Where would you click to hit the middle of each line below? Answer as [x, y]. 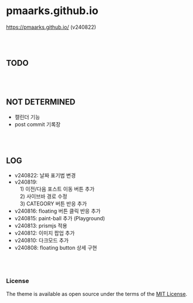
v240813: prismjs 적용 [41, 226]
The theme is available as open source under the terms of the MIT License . [97, 294]
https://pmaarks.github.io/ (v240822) [51, 27]
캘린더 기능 [27, 117]
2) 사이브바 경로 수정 [43, 196]
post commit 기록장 [38, 124]
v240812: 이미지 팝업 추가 [45, 233]
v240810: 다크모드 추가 [42, 240]
